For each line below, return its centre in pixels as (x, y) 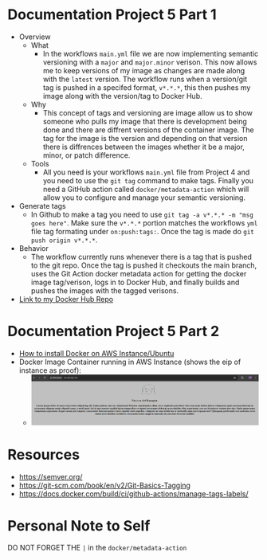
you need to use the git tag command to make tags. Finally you (148, 180)
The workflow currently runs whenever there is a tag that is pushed (141, 257)
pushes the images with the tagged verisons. (105, 290)
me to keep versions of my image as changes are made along (144, 70)
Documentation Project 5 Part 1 (112, 15)
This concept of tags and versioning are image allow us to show (147, 112)
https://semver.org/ (51, 476)
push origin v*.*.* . (64, 240)
